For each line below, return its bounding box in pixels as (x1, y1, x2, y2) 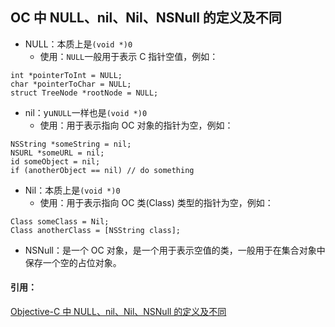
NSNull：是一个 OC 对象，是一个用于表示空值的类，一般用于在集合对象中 (24, 244, 326, 256)
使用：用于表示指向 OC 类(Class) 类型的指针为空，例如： (39, 196, 274, 208)
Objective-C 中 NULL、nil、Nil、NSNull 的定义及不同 (10, 306, 227, 318)
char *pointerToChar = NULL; (10, 79, 132, 89)
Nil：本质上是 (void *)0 (24, 184, 121, 196)
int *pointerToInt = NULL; (10, 70, 123, 80)
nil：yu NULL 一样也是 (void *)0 (24, 106, 148, 118)
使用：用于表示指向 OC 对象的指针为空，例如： (39, 119, 234, 131)
